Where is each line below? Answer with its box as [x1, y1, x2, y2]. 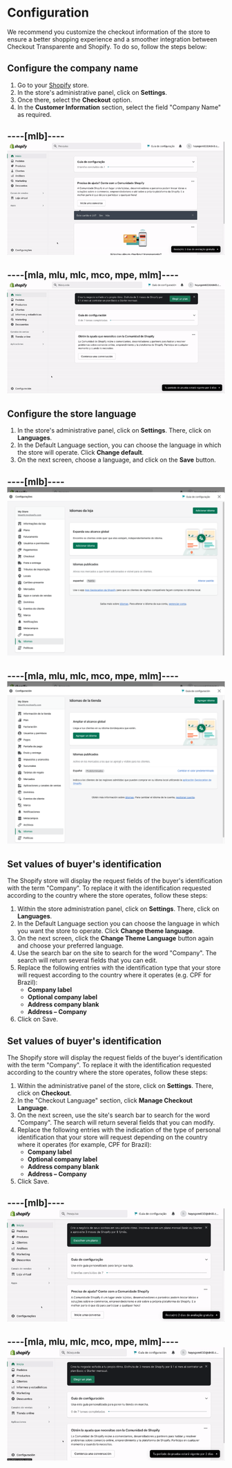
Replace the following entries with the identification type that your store [17, 963, 221, 972]
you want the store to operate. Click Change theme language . [17, 927, 195, 935]
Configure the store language [7, 408, 137, 419]
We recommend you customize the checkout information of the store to [7, 28, 211, 36]
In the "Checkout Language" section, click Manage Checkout [17, 1096, 193, 1105]
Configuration [7, 5, 90, 21]
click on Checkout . [17, 1089, 72, 1097]
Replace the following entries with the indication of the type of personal [17, 1125, 221, 1134]
